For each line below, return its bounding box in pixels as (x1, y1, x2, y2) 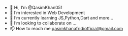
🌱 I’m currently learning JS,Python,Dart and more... (9, 15, 113, 20)
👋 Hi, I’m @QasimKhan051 (9, 5, 63, 10)
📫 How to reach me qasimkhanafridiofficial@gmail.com (9, 26, 123, 31)
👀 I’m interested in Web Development (9, 10, 85, 16)
